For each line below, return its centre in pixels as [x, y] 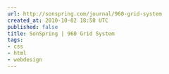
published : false [33, 27]
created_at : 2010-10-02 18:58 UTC [58, 20]
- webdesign [25, 60]
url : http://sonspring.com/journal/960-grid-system [84, 14]
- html [17, 54]
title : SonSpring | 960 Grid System [61, 33]
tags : [15, 40]
